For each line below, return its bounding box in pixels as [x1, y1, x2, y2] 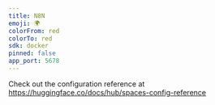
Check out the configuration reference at [8, 78, 145, 89]
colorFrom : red [8, 27, 60, 35]
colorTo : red [8, 34, 53, 43]
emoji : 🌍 [8, 19, 41, 27]
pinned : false [8, 49, 57, 57]
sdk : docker [8, 42, 49, 50]
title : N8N [8, 11, 45, 20]
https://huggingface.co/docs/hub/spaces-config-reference [8, 87, 207, 97]
